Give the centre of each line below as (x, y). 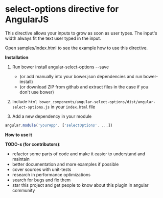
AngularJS (27, 19)
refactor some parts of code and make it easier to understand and (79, 154)
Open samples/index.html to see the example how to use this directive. (76, 48)
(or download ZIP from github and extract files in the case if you (84, 86)
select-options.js (31, 107)
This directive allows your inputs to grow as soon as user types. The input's (81, 33)
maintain (21, 159)
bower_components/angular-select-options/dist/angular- (97, 102)
